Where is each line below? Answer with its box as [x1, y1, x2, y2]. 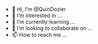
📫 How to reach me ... [11, 32, 67, 38]
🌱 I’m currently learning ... [11, 18, 75, 25]
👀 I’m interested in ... [11, 12, 62, 19]
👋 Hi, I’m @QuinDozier [11, 6, 67, 12]
